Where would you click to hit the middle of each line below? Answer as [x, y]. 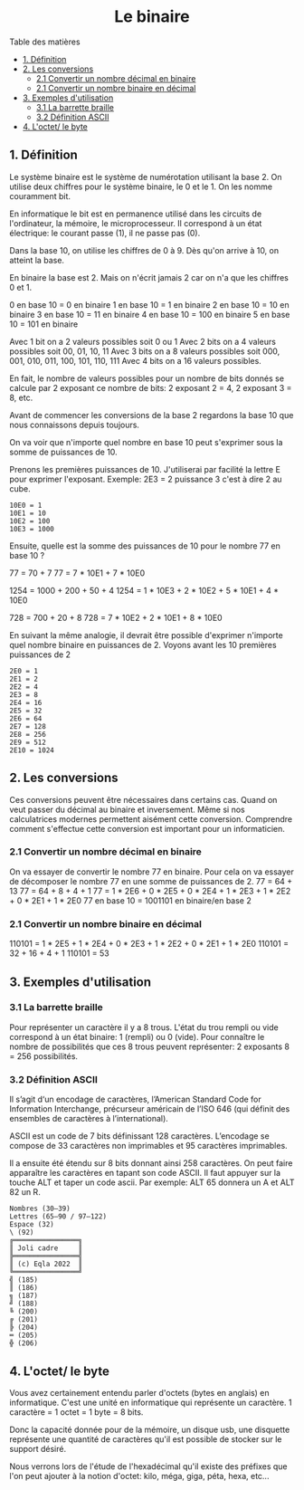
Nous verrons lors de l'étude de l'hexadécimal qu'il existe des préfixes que [148, 1466]
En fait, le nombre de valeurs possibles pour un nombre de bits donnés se [147, 378]
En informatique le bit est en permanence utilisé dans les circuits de [136, 214]
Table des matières [45, 42]
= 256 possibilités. [44, 1055]
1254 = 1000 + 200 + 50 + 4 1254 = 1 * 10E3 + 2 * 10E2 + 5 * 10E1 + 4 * [144, 590]
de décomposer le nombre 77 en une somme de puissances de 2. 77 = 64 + [151, 881]
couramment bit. [40, 196]
